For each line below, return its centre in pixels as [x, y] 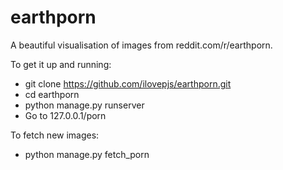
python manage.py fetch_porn [87, 154]
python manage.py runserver [84, 105]
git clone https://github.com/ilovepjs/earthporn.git [128, 83]
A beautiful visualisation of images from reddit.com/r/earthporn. [141, 45]
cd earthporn [52, 94]
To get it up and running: [61, 64]
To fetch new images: [55, 135]
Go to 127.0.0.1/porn [65, 115]
